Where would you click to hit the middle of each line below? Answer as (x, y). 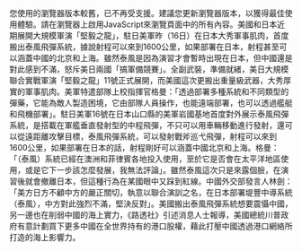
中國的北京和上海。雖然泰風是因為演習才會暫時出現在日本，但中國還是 (163, 58)
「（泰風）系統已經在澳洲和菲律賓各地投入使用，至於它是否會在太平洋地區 (145, 159)
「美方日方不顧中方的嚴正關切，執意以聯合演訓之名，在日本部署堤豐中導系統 (151, 192)
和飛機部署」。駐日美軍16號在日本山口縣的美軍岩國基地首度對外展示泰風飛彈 (149, 114)
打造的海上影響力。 (45, 237)
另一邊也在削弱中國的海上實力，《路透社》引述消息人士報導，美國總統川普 (145, 215)
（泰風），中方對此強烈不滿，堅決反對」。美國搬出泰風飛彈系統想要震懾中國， (151, 203)
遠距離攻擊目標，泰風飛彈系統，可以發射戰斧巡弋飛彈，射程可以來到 (151, 136)
